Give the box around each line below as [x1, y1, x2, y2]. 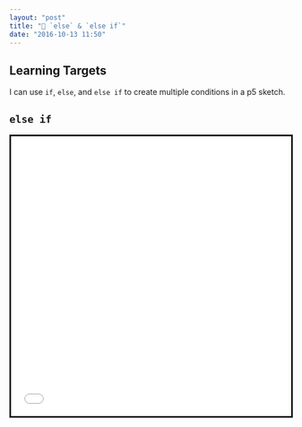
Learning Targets [9, 63, 108, 78]
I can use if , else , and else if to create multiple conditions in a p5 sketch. [9, 87, 286, 98]
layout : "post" [9, 13, 66, 22]
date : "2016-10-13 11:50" [9, 30, 106, 38]
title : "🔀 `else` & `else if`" [9, 21, 126, 30]
